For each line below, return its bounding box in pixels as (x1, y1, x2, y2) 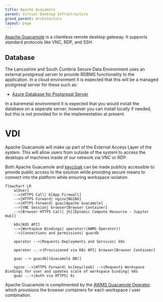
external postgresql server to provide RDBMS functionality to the (5, 72, 135, 77)
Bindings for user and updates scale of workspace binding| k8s (5, 269, 138, 274)
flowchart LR (5, 184, 32, 189)
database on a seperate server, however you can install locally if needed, (5, 106, 152, 112)
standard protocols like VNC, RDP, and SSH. (5, 39, 93, 45)
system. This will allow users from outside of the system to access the (5, 150, 146, 155)
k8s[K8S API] (14, 222, 40, 227)
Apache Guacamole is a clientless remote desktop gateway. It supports (5, 34, 147, 40)
